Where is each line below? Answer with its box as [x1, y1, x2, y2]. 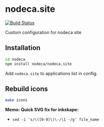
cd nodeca [5, 57, 26, 62]
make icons [5, 98, 28, 103]
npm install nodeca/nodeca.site [5, 61, 72, 66]
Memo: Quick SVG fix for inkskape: [5, 107, 79, 113]
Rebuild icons [5, 85, 48, 93]
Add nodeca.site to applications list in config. [5, 70, 98, 76]
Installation [5, 43, 41, 52]
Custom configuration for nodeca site [5, 29, 82, 35]
